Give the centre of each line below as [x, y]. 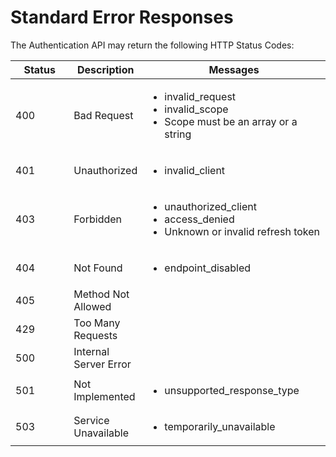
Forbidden [98, 219]
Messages [234, 69]
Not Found [98, 268]
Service [91, 420]
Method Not [101, 294]
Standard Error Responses [122, 17]
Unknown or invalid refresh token [242, 231]
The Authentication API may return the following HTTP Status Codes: [152, 45]
